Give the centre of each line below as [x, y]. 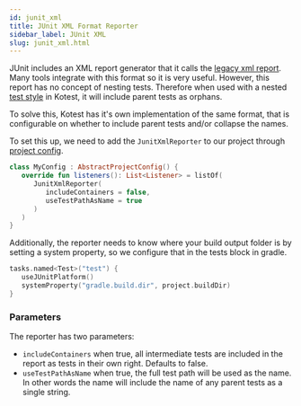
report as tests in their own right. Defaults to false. [115, 364]
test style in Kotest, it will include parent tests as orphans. [116, 97]
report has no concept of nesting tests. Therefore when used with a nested [148, 87]
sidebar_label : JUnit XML [58, 34]
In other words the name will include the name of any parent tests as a [152, 383]
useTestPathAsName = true [94, 200]
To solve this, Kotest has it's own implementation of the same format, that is [150, 114]
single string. [46, 393]
